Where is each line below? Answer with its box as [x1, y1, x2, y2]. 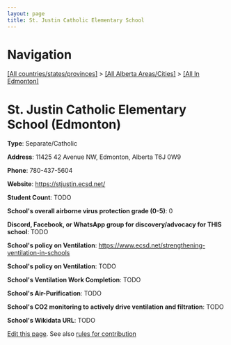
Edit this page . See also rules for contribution [7, 330, 137, 338]
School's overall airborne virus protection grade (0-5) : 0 [7, 207, 173, 215]
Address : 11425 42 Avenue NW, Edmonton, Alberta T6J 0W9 [7, 153, 182, 161]
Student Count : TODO [7, 193, 72, 202]
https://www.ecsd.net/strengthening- [98, 241, 206, 250]
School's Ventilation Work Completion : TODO [7, 276, 141, 284]
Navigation [7, 47, 72, 63]
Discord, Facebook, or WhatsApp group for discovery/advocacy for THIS [7, 220, 222, 229]
